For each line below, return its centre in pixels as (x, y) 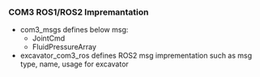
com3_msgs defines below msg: (74, 30)
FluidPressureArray (64, 47)
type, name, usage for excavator (75, 64)
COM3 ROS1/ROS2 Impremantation (79, 12)
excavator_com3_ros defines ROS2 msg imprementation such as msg (136, 56)
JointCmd (49, 38)
